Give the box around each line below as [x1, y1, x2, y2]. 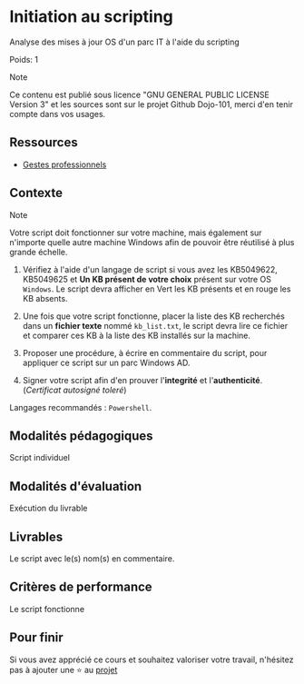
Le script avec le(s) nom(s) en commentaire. [9, 553, 175, 564]
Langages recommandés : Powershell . [9, 401, 152, 412]
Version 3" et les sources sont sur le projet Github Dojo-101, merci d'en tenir [9, 98, 293, 110]
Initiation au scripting [9, 6, 174, 27]
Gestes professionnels [22, 159, 107, 170]
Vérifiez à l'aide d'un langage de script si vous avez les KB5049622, [22, 263, 279, 274]
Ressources [9, 134, 79, 151]
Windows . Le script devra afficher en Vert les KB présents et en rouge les [22, 283, 291, 294]
